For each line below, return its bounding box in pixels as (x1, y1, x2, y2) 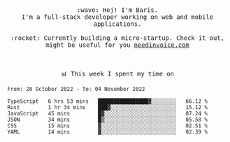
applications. (93, 20, 142, 28)
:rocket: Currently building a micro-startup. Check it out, (10, 34, 225, 42)
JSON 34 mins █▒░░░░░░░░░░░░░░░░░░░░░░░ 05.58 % (7, 116, 208, 123)
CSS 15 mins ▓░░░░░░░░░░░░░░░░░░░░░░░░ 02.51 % (7, 122, 208, 129)
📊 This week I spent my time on (60, 70, 175, 78)
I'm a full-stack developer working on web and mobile (21, 13, 214, 21)
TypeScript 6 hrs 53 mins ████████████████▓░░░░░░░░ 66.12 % (7, 98, 208, 105)
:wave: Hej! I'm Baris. (76, 6, 159, 14)
